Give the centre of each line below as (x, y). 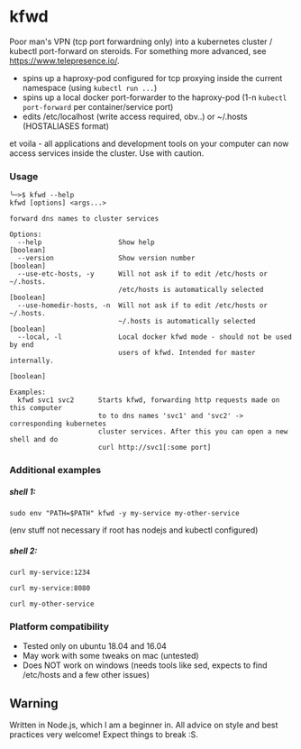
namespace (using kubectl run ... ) (90, 87)
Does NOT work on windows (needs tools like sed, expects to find (145, 665)
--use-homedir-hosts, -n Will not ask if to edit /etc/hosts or (143, 306)
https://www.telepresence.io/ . (64, 60)
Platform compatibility (59, 626)
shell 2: (23, 551)
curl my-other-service (52, 604)
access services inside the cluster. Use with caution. (107, 153)
